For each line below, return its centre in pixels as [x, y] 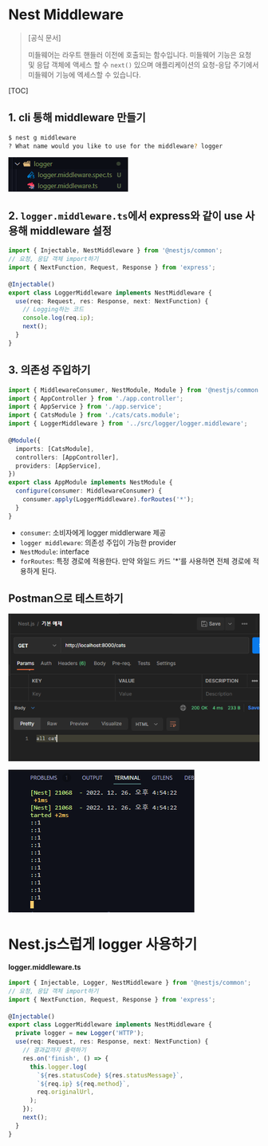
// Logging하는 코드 [53, 310]
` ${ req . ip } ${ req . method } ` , [83, 1084]
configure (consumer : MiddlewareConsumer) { [89, 491]
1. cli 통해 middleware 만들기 [77, 118]
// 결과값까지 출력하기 [54, 1050]
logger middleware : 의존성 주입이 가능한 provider [98, 542]
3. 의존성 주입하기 [49, 370]
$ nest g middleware [43, 137]
